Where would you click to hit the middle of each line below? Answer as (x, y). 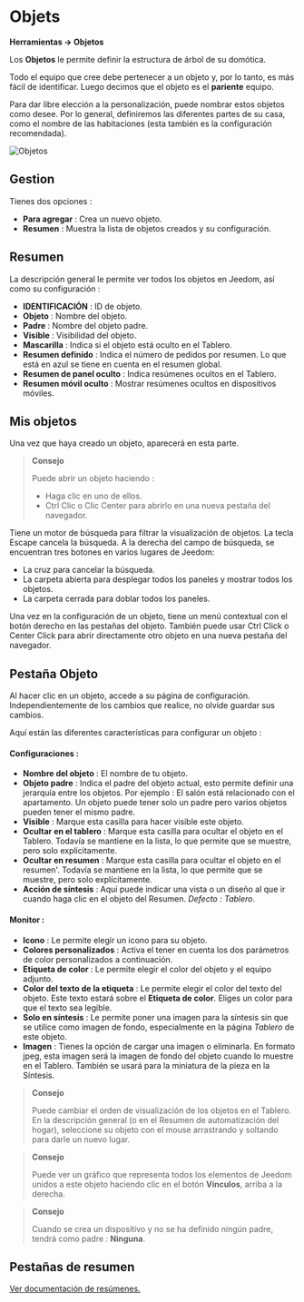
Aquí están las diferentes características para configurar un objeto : (136, 733)
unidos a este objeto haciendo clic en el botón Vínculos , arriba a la (157, 1184)
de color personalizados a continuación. (98, 959)
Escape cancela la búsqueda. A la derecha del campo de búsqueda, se (142, 543)
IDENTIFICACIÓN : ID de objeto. (82, 306)
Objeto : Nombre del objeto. (75, 316)
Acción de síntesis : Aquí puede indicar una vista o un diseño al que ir (154, 889)
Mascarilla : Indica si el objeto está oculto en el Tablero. (127, 345)
